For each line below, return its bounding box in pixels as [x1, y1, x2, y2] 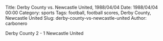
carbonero [5, 20, 28, 26]
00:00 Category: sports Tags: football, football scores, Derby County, [5, 10, 152, 16]
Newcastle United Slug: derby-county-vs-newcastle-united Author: [5, 15, 147, 21]
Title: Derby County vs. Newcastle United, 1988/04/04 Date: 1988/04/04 [5, 5, 158, 10]
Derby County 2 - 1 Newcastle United [5, 30, 84, 36]
